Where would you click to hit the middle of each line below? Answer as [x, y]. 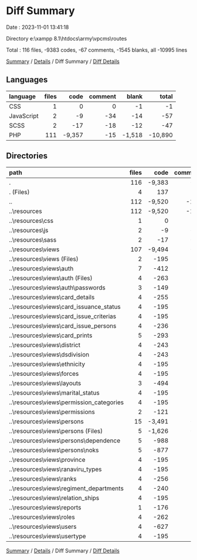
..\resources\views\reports [45, 507]
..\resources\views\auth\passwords [57, 288]
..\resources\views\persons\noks [54, 450]
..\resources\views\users [43, 526]
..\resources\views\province [47, 459]
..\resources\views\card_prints [51, 335]
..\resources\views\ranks [43, 479]
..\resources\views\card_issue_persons [63, 326]
